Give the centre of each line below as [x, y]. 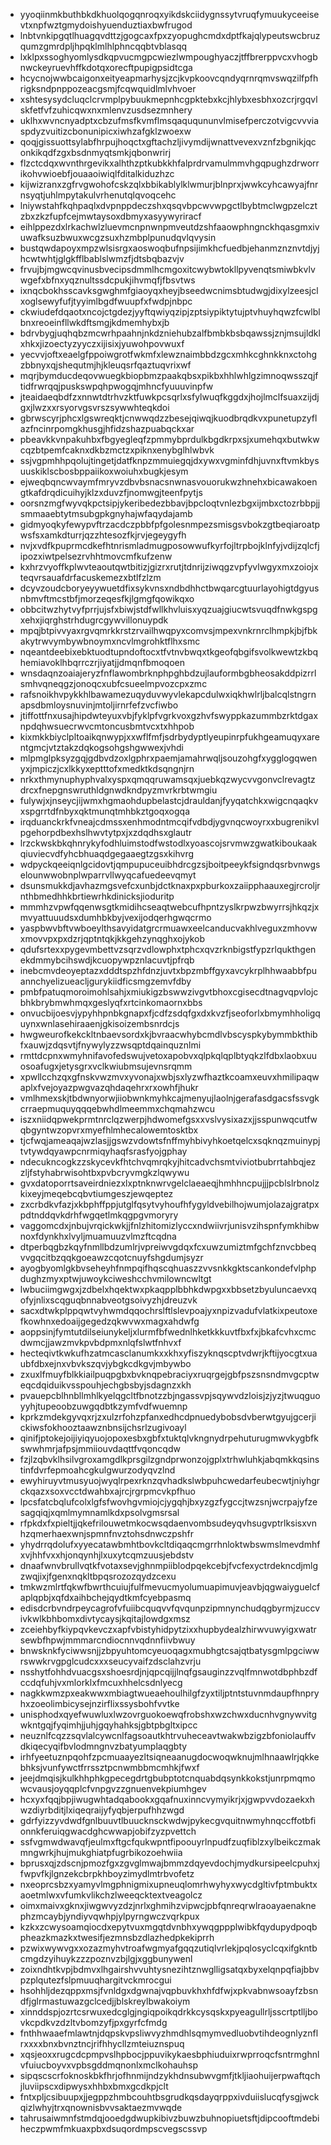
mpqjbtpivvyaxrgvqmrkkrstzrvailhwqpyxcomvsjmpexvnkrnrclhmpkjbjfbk [168, 630]
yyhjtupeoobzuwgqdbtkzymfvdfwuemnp [103, 1406]
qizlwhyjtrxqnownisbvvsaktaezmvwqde [101, 2107]
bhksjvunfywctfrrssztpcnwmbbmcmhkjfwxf [109, 1767]
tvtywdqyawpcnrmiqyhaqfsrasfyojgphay [103, 1151]
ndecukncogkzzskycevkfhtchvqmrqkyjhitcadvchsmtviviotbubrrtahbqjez [168, 1162]
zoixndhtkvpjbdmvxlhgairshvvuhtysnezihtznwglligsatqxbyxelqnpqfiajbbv [169, 1969]
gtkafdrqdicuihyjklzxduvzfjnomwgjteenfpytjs [111, 492]
